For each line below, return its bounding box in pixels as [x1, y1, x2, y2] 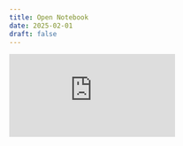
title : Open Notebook [9, 12, 89, 22]
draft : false [9, 29, 57, 38]
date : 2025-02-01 [9, 21, 73, 30]
